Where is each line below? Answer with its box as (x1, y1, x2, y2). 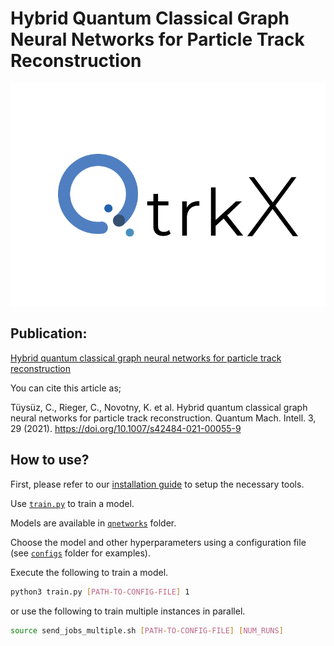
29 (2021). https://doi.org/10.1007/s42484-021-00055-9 (10, 422, 242, 434)
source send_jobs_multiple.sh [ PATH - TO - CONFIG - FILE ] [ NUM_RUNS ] (10, 625, 284, 636)
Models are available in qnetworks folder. (10, 517, 177, 529)
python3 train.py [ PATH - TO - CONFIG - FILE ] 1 (10, 587, 190, 597)
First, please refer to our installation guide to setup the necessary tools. (10, 478, 305, 490)
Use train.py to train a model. (10, 497, 135, 509)
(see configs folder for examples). (10, 547, 151, 559)
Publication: (10, 325, 88, 342)
